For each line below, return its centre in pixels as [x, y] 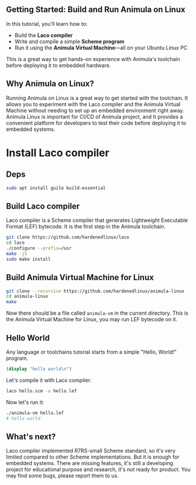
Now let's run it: [25, 402]
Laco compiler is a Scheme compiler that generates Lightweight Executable [97, 220]
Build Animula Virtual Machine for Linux [80, 277]
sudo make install [28, 259]
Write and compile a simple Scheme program [69, 41]
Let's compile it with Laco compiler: [49, 380]
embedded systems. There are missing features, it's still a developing [90, 463]
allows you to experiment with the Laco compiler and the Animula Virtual [93, 104]
